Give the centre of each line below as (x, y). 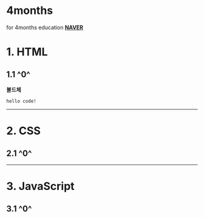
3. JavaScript (40, 186)
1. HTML (27, 52)
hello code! (21, 101)
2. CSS (24, 131)
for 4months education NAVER (45, 27)
